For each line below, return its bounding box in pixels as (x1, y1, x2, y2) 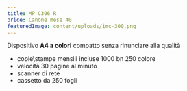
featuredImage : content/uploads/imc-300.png (7, 23, 136, 29)
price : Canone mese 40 (7, 16, 72, 23)
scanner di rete (16, 69, 60, 77)
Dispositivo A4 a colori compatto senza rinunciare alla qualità (7, 42, 181, 50)
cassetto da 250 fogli (16, 77, 77, 85)
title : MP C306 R (7, 10, 57, 17)
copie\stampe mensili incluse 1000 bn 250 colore (16, 55, 156, 63)
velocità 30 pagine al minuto (16, 62, 97, 70)
